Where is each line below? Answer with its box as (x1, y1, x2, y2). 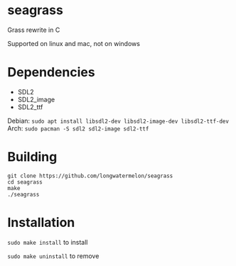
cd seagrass (7, 178, 43, 186)
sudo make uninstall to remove (7, 251, 100, 260)
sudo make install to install (7, 238, 88, 246)
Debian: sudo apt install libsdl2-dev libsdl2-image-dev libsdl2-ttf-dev (7, 116, 230, 125)
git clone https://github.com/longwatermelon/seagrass (7, 172, 173, 179)
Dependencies (7, 65, 95, 80)
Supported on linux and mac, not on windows (7, 39, 141, 48)
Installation (7, 215, 75, 231)
